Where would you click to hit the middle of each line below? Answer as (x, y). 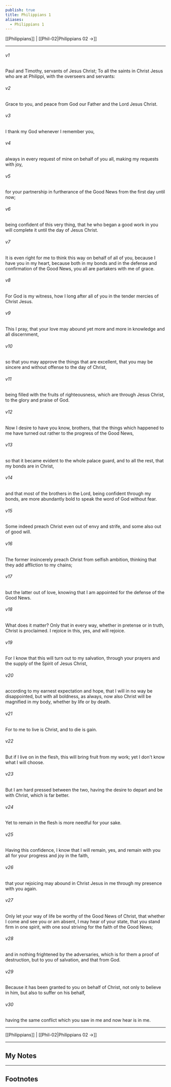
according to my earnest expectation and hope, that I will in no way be (79, 691)
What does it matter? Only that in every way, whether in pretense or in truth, (85, 625)
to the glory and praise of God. (37, 400)
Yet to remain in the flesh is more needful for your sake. (63, 823)
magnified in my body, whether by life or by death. (58, 702)
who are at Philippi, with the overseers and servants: (60, 77)
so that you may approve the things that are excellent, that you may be (79, 362)
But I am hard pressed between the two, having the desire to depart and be (84, 789)
